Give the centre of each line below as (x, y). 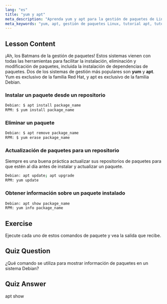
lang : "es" (16, 10)
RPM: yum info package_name (34, 208)
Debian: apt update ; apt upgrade (40, 176)
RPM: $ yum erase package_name (38, 138)
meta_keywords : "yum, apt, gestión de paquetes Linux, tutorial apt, (79, 24)
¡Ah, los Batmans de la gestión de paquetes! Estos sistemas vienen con (78, 56)
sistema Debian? (22, 268)
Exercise (19, 224)
